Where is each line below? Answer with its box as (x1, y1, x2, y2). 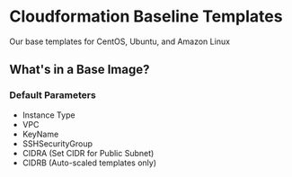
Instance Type (22, 110, 75, 120)
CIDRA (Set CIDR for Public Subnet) (22, 147, 155, 158)
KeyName (22, 128, 59, 139)
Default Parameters (9, 89, 96, 102)
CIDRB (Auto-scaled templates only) (22, 157, 157, 168)
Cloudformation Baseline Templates (9, 6, 283, 27)
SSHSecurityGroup (22, 137, 93, 149)
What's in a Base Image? (9, 62, 150, 77)
